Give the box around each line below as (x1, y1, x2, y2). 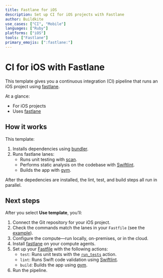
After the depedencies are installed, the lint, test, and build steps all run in (5, 176, 157, 183)
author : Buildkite (5, 17, 44, 22)
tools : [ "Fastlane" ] (5, 36, 49, 41)
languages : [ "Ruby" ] (5, 26, 49, 31)
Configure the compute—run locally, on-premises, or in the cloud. (12, 235, 149, 241)
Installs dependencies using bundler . (12, 146, 89, 152)
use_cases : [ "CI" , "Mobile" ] (5, 21, 66, 27)
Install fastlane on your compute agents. (12, 241, 96, 247)
